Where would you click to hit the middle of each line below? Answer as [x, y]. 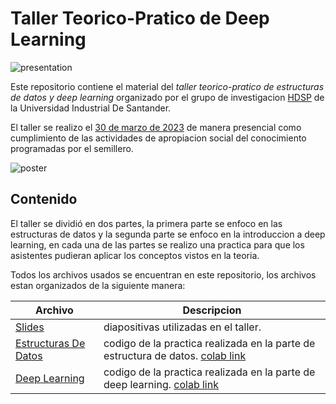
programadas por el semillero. [72, 148]
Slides [30, 327]
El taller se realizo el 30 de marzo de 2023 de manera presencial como [156, 127]
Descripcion [212, 310]
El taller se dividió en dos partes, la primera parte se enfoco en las [146, 223]
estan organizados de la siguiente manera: [98, 285]
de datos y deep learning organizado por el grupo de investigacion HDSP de [167, 97]
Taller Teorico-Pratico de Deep [140, 18]
